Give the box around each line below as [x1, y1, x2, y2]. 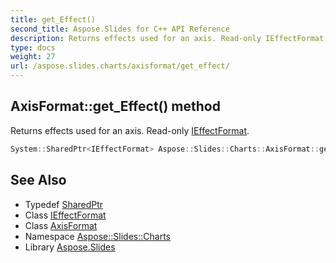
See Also [10, 172, 67, 189]
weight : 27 [10, 52, 56, 62]
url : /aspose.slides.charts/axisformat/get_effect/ [10, 61, 230, 71]
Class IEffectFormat [24, 209, 107, 221]
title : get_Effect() [10, 14, 97, 25]
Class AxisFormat [24, 219, 98, 231]
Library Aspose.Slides [24, 241, 116, 253]
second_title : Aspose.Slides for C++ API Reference [10, 24, 230, 34]
